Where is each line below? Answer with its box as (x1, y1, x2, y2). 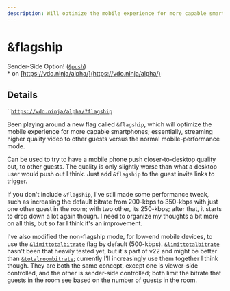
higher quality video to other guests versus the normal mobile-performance (7, 135, 220, 143)
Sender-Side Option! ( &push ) (7, 62, 87, 70)
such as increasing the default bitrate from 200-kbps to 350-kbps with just (7, 197, 218, 206)
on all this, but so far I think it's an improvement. (7, 219, 142, 227)
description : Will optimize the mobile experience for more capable (7, 10, 207, 17)
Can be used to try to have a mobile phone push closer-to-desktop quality (7, 155, 216, 164)
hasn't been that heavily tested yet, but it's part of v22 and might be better (7, 247, 218, 255)
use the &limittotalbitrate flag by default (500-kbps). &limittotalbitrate (7, 240, 220, 248)
